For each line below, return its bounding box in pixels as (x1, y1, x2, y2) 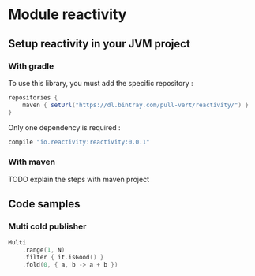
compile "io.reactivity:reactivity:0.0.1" (8, 138, 150, 146)
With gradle (8, 61, 54, 72)
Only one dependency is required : (8, 122, 121, 132)
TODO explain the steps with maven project (8, 174, 150, 184)
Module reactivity (8, 6, 127, 24)
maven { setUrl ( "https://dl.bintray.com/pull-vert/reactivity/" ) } (22, 101, 249, 109)
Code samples (8, 197, 81, 211)
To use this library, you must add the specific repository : (8, 78, 193, 88)
